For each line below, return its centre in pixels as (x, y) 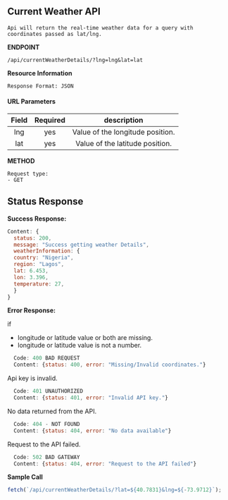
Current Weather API (54, 12)
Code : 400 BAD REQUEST (47, 358)
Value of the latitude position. (123, 144)
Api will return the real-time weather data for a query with (100, 28)
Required (50, 121)
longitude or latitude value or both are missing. (85, 338)
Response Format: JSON (40, 86)
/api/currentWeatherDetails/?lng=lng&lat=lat (75, 60)
